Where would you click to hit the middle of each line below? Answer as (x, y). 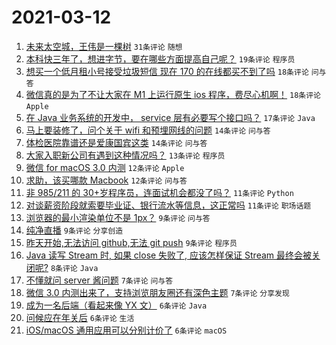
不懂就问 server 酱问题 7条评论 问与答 (99, 280)
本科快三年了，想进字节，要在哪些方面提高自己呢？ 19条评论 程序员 (160, 58)
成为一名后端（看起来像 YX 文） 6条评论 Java (116, 305)
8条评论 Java (74, 268)
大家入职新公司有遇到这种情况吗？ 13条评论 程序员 (125, 155)
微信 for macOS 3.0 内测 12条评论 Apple (105, 167)
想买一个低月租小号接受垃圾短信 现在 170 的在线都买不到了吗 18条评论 (167, 71)
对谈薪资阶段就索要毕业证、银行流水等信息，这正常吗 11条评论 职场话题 (168, 205)
